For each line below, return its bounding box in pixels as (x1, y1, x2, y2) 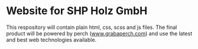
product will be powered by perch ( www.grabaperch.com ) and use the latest (6, 30, 193, 37)
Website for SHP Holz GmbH (6, 4, 148, 18)
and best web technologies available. (6, 36, 97, 43)
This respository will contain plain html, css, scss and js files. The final (6, 24, 177, 31)
